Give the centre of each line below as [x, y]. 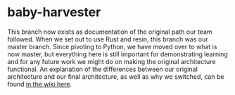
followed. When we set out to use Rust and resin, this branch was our [108, 39]
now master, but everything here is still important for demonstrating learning [118, 54]
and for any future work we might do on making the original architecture [112, 61]
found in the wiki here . [40, 84]
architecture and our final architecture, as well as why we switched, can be [116, 76]
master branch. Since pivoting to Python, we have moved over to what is [112, 46]
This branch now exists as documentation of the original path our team [110, 32]
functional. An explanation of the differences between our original [103, 69]
